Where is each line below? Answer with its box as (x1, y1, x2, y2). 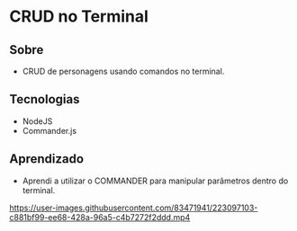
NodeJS (22, 115, 53, 127)
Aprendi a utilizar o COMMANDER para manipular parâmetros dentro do (22, 175, 289, 186)
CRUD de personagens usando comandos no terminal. (22, 66, 225, 76)
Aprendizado (9, 151, 84, 167)
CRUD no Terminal (9, 6, 148, 27)
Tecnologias (9, 92, 80, 107)
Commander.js (22, 125, 77, 136)
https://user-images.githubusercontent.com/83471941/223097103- (9, 202, 258, 213)
